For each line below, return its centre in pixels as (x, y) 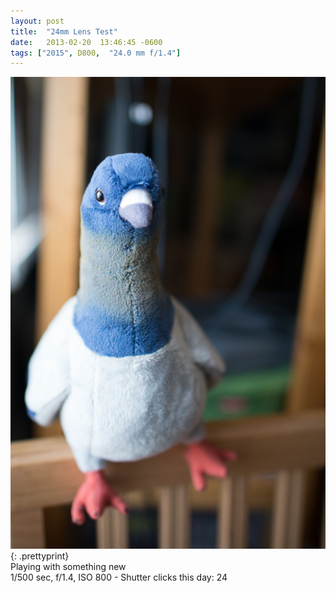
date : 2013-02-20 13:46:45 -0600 (86, 42)
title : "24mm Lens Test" (64, 31)
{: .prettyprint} (40, 556)
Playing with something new (68, 567)
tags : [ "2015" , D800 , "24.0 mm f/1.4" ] (96, 53)
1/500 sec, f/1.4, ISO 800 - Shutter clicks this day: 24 (119, 577)
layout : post (37, 21)
